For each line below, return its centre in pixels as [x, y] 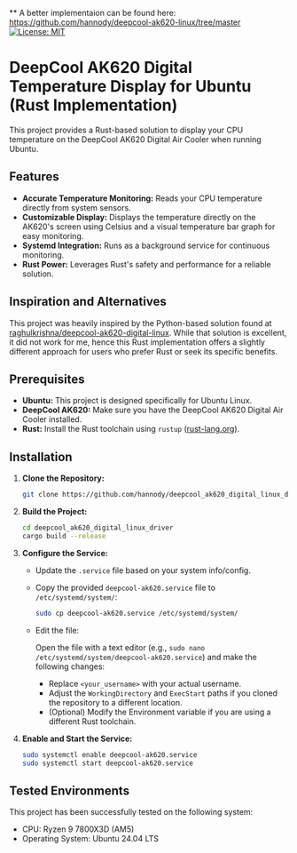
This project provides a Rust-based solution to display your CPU [126, 130]
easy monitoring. [53, 235]
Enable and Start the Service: [77, 738]
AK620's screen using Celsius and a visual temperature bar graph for [148, 227]
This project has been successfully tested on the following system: [131, 812]
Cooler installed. [52, 419]
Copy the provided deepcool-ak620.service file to [125, 587]
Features [34, 177]
